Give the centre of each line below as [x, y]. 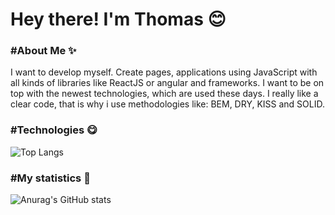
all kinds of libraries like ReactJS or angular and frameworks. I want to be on [167, 83]
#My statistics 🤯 [50, 178]
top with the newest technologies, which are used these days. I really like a [164, 94]
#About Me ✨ [43, 51]
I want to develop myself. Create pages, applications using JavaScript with [164, 72]
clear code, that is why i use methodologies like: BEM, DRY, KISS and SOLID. [167, 104]
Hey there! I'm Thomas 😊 [118, 19]
